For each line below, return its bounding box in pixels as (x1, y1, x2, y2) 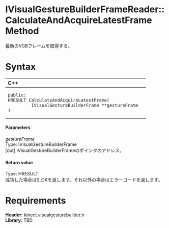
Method (5, 26, 39, 37)
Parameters (5, 124, 31, 131)
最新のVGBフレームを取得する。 (5, 42, 73, 49)
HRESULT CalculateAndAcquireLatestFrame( (8, 97, 110, 103)
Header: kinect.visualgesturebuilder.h (5, 212, 85, 218)
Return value (5, 159, 33, 165)
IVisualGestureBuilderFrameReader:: (5, 4, 165, 15)
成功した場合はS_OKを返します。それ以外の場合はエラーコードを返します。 (5, 177, 163, 183)
